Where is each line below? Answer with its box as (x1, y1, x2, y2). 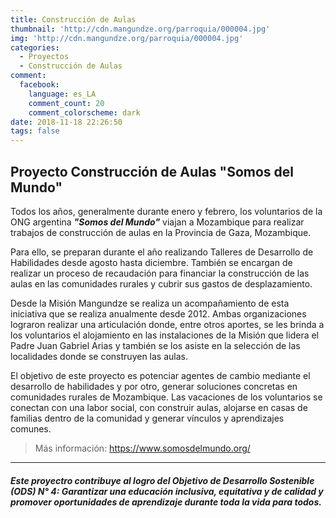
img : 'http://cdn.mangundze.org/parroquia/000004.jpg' (10, 33, 244, 43)
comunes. (10, 422, 52, 435)
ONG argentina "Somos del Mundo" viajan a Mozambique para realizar (10, 216, 305, 228)
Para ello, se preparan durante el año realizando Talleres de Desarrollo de (10, 246, 314, 258)
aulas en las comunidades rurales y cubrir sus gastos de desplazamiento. (10, 277, 313, 290)
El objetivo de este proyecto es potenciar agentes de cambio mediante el (10, 369, 311, 381)
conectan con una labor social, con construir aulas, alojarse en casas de (10, 401, 308, 413)
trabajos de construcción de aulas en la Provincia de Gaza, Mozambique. (10, 226, 312, 238)
